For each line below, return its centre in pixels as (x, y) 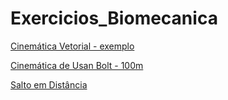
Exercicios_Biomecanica (114, 18)
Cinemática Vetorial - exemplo (72, 46)
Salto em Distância (49, 84)
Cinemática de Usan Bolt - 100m (77, 65)
